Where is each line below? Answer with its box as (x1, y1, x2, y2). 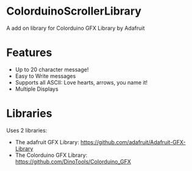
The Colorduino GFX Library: (15, 151, 88, 159)
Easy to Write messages (15, 72, 76, 80)
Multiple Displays (15, 85, 59, 92)
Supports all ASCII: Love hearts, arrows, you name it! (15, 79, 148, 86)
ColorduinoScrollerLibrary (6, 4, 142, 18)
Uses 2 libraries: (6, 127, 48, 134)
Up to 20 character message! (15, 66, 89, 73)
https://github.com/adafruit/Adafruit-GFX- (80, 138, 186, 145)
